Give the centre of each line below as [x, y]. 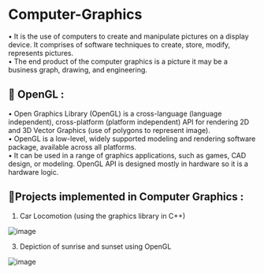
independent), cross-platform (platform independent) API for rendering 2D [129, 122]
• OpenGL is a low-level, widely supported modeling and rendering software [132, 139]
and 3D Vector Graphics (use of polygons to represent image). [109, 130]
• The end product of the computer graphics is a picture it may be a [118, 61]
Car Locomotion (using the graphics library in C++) [102, 216]
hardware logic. [33, 172]
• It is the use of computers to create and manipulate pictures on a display [129, 36]
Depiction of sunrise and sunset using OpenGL [95, 246]
